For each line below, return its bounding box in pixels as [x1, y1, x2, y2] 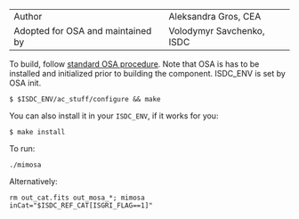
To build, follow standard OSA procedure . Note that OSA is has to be [9, 59, 260, 69]
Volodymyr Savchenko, [168, 25, 265, 36]
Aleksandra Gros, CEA [168, 11, 262, 22]
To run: [9, 143, 36, 154]
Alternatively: [9, 176, 58, 186]
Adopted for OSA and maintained [13, 25, 152, 36]
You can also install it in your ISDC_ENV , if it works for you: [9, 110, 219, 121]
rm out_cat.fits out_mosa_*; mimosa [9, 193, 145, 202]
